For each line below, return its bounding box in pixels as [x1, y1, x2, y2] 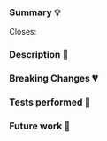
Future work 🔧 [9, 120, 71, 132]
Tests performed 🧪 [9, 96, 91, 108]
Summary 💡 [9, 6, 61, 19]
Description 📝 [9, 49, 69, 61]
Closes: [9, 27, 37, 37]
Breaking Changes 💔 [9, 73, 98, 85]
